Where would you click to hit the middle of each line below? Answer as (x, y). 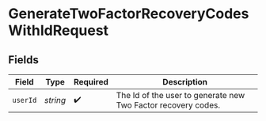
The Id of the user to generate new (180, 95)
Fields (24, 60)
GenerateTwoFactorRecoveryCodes (129, 14)
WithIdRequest (59, 30)
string (55, 100)
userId (25, 100)
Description (185, 82)
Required (91, 82)
